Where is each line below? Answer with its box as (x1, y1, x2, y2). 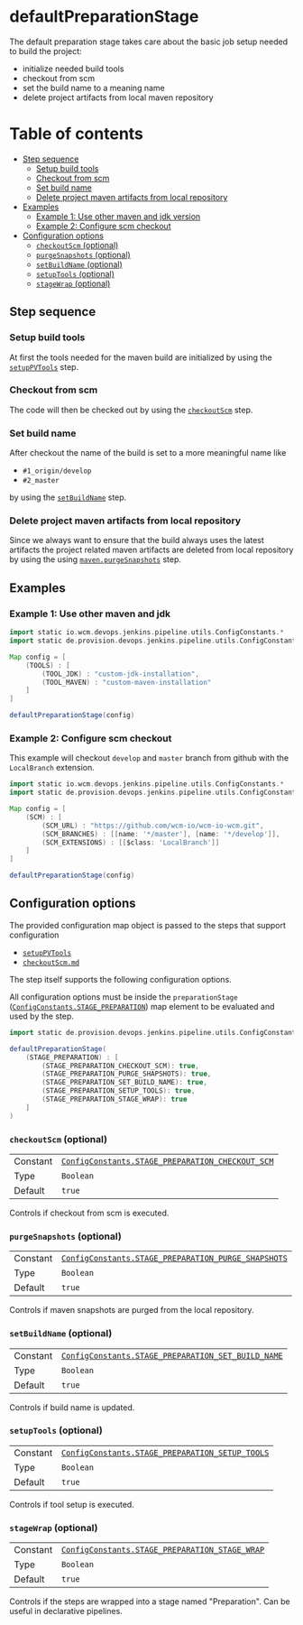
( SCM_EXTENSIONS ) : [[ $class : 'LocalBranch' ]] (41, 837, 220, 847)
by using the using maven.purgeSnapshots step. (9, 554, 182, 565)
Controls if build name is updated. (9, 1401, 135, 1413)
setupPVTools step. (9, 361, 79, 372)
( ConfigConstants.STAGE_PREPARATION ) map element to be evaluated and (9, 1001, 275, 1011)
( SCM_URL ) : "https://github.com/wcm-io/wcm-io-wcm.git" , (41, 821, 264, 830)
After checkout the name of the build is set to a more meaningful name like (9, 448, 287, 458)
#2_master (22, 476, 60, 485)
